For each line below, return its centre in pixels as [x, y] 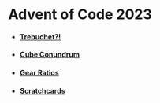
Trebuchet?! [40, 36]
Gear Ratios [39, 72]
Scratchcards [42, 90]
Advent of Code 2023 [80, 15]
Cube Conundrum [50, 55]
